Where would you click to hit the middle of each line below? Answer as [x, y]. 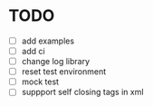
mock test [40, 82]
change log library [56, 62]
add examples [48, 41]
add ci [33, 51]
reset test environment [64, 72]
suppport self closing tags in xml [82, 92]
